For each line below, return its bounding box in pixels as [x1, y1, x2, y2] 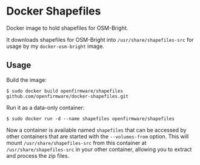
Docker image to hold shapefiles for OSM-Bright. [6, 24, 128, 32]
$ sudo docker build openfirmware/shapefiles [6, 88, 123, 94]
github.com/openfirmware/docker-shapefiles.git [6, 93, 129, 99]
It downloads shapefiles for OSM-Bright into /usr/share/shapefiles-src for [6, 36, 194, 43]
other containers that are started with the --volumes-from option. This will [6, 132, 189, 140]
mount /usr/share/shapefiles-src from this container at [6, 139, 147, 146]
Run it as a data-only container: [6, 104, 85, 111]
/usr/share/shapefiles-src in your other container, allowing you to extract [6, 146, 192, 153]
